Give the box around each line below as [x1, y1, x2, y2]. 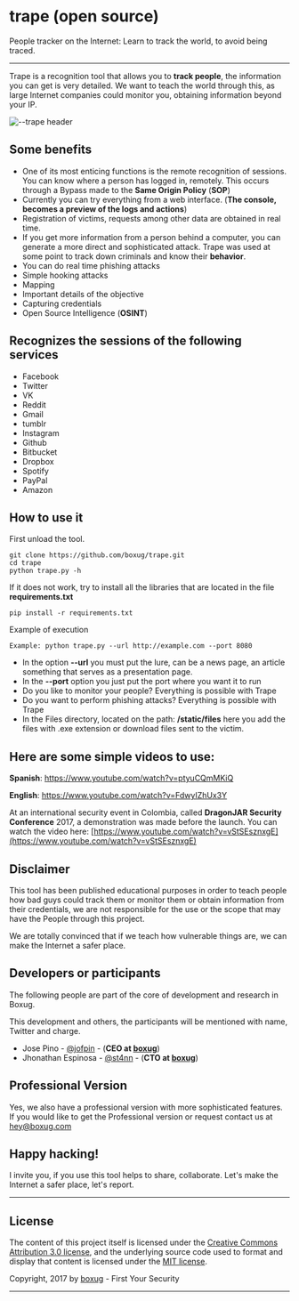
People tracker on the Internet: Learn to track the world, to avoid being [9, 36, 268, 46]
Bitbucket [21, 447, 58, 457]
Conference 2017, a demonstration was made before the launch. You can [9, 817, 278, 828]
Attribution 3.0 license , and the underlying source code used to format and [9, 1247, 283, 1257]
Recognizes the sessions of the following [9, 334, 242, 349]
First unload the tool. [9, 534, 85, 545]
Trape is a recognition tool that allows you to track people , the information [9, 70, 282, 81]
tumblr [21, 418, 47, 429]
